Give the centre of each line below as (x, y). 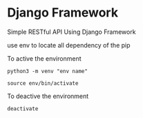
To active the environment (44, 58)
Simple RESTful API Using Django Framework (71, 32)
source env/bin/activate (43, 83)
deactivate (23, 108)
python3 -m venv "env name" (48, 71)
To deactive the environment (48, 96)
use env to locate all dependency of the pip (69, 45)
